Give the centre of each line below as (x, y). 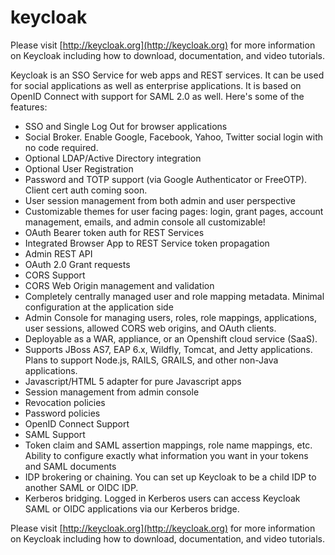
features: (29, 107)
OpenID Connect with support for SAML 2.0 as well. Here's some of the (157, 96)
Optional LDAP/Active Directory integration (113, 158)
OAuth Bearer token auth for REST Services (114, 232)
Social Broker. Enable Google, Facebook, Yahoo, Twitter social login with (174, 137)
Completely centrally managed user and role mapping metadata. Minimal (174, 296)
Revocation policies (65, 402)
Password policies (62, 413)
